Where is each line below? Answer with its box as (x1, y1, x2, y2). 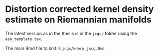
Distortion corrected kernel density (5, 3, 154, 15)
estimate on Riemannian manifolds (5, 14, 152, 25)
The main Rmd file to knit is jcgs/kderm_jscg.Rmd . (5, 45, 106, 51)
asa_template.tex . (5, 36, 42, 42)
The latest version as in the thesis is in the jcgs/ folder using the (5, 30, 137, 36)
